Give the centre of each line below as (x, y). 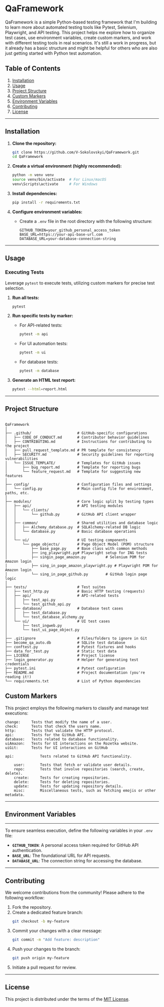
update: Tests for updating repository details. (69, 786)
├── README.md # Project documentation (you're (75, 673)
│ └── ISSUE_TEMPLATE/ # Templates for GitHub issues (73, 463)
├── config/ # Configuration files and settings (78, 484)
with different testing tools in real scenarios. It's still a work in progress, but (81, 43)
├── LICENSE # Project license (60, 656)
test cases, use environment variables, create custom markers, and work (78, 38)
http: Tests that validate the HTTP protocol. (60, 731)
